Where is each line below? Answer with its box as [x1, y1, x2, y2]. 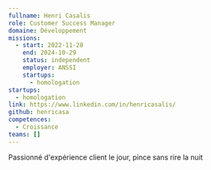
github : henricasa [8, 109, 69, 117]
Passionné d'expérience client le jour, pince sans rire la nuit [8, 152, 203, 162]
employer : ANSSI [22, 64, 77, 72]
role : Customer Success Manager [8, 19, 115, 27]
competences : [8, 116, 52, 124]
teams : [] [8, 130, 41, 138]
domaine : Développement [8, 26, 88, 34]
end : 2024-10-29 [22, 49, 77, 57]
